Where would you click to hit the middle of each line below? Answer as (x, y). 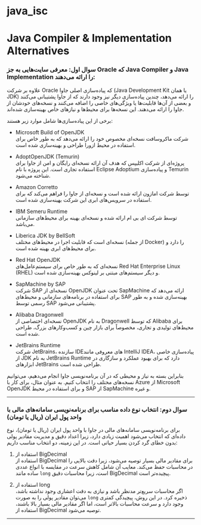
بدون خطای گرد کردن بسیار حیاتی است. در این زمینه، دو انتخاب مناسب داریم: (92, 442)
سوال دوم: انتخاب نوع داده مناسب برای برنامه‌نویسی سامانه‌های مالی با (97, 409)
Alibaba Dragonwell (39, 314)
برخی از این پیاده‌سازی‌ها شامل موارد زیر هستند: (60, 121)
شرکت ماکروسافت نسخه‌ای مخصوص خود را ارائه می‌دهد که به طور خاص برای (102, 138)
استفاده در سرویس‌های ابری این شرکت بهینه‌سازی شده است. (84, 200)
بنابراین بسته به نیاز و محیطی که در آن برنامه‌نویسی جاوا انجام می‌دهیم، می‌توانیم (95, 376)
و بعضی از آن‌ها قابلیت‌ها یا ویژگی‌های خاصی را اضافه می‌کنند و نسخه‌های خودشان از (99, 103)
